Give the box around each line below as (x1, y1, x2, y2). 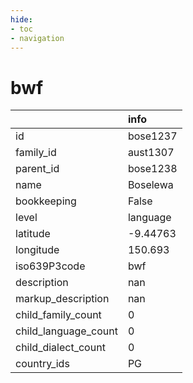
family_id (15, 146, 57, 160)
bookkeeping (15, 194, 77, 208)
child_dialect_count (15, 341, 106, 355)
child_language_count (15, 324, 118, 338)
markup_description (15, 292, 110, 306)
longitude (15, 243, 60, 257)
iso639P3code (15, 259, 86, 273)
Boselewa (127, 178, 174, 192)
